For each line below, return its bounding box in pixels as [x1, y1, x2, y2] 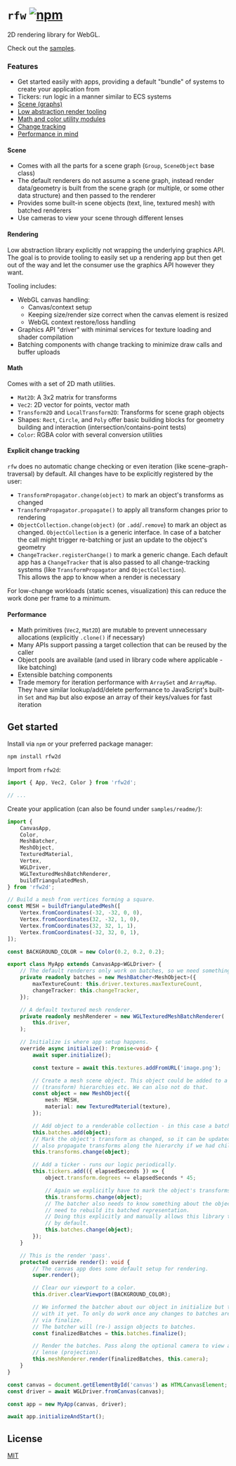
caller [17, 648, 34, 657]
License [7, 1432, 43, 1445]
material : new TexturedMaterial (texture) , [44, 1103, 171, 1111]
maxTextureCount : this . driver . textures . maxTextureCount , [32, 981, 202, 988]
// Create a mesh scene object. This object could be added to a [32, 1077, 228, 1084]
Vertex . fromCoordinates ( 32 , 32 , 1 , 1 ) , [20, 922, 137, 929]
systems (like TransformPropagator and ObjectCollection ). [17, 566, 186, 574]
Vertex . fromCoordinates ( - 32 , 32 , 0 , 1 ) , [20, 929, 140, 936]
